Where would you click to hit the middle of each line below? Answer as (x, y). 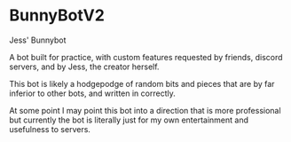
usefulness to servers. (50, 129)
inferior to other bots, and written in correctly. (92, 93)
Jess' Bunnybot (38, 40)
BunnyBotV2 (57, 16)
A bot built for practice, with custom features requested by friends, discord (146, 57)
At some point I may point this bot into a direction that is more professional (145, 110)
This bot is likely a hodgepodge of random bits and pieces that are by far (142, 83)
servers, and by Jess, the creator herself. (84, 67)
